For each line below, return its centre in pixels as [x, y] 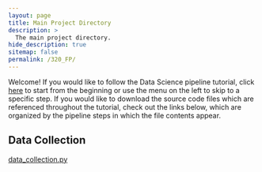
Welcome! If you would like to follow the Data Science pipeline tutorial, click [131, 82]
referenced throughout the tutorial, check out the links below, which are [125, 107]
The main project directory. [63, 37]
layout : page [30, 15]
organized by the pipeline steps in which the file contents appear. [115, 115]
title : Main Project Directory [60, 23]
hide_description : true [47, 45]
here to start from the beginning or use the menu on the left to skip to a [124, 90]
